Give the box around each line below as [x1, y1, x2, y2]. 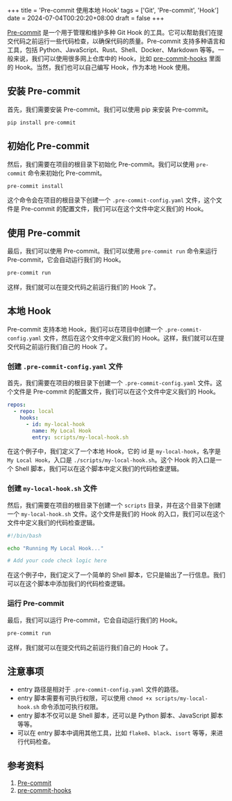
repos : [7, 401, 26, 409]
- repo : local [13, 408, 54, 415]
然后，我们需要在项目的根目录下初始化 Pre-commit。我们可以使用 [7, 160, 195, 169]
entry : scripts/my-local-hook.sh [32, 434, 129, 441]
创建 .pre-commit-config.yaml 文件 [7, 361, 123, 371]
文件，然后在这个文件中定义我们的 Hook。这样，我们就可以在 [42, 334, 219, 342]
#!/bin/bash [7, 532, 42, 539]
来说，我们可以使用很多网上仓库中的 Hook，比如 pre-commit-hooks [13, 54, 208, 63]
